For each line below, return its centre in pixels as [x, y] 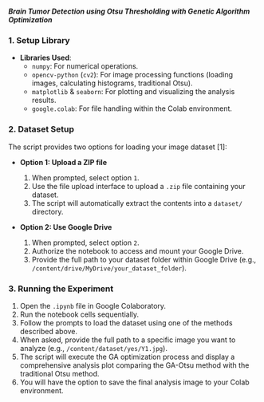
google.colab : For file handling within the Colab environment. [132, 108]
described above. [49, 331]
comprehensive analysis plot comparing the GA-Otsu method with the [134, 365]
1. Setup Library [39, 40]
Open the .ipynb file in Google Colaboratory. [93, 305]
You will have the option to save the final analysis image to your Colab [134, 382]
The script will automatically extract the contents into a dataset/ [137, 203]
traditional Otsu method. [59, 373]
